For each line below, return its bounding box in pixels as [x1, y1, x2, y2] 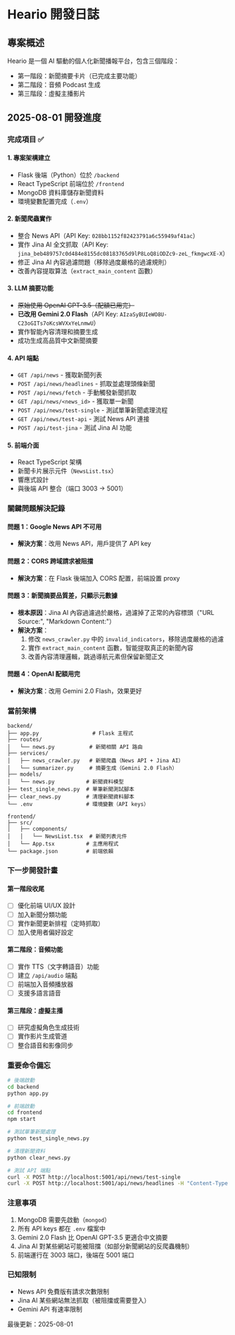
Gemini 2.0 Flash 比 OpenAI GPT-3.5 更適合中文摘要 [17, 1233, 168, 1241]
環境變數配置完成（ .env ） [17, 197, 93, 205]
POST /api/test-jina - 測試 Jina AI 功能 [17, 423, 132, 432]
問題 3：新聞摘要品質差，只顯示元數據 [7, 591, 118, 600]
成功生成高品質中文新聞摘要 [17, 336, 99, 344]
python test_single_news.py [7, 1135, 90, 1142]
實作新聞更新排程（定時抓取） [17, 919, 104, 927]
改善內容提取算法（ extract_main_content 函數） [17, 266, 157, 275]
